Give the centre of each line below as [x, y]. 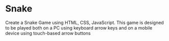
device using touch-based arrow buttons [48, 33]
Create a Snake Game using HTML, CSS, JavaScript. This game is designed [84, 22]
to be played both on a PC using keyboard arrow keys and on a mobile [79, 27]
